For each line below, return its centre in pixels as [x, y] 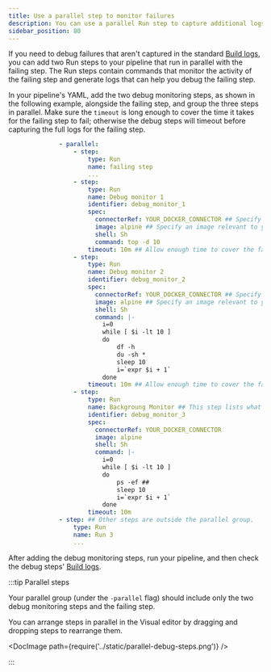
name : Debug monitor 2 [125, 272]
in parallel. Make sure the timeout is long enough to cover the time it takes [131, 112]
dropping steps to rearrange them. [66, 630]
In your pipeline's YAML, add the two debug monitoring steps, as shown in [132, 95]
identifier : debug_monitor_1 [136, 204]
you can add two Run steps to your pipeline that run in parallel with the [126, 62]
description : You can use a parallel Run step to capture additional [128, 23]
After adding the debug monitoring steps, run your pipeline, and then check [134, 557]
